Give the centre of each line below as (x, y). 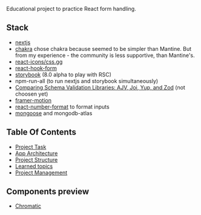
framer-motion (33, 100)
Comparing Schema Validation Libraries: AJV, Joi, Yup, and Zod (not (100, 87)
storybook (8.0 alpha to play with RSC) (63, 74)
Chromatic (28, 206)
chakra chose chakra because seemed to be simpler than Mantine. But (103, 48)
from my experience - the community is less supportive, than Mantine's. (105, 55)
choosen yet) (31, 94)
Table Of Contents (41, 132)
